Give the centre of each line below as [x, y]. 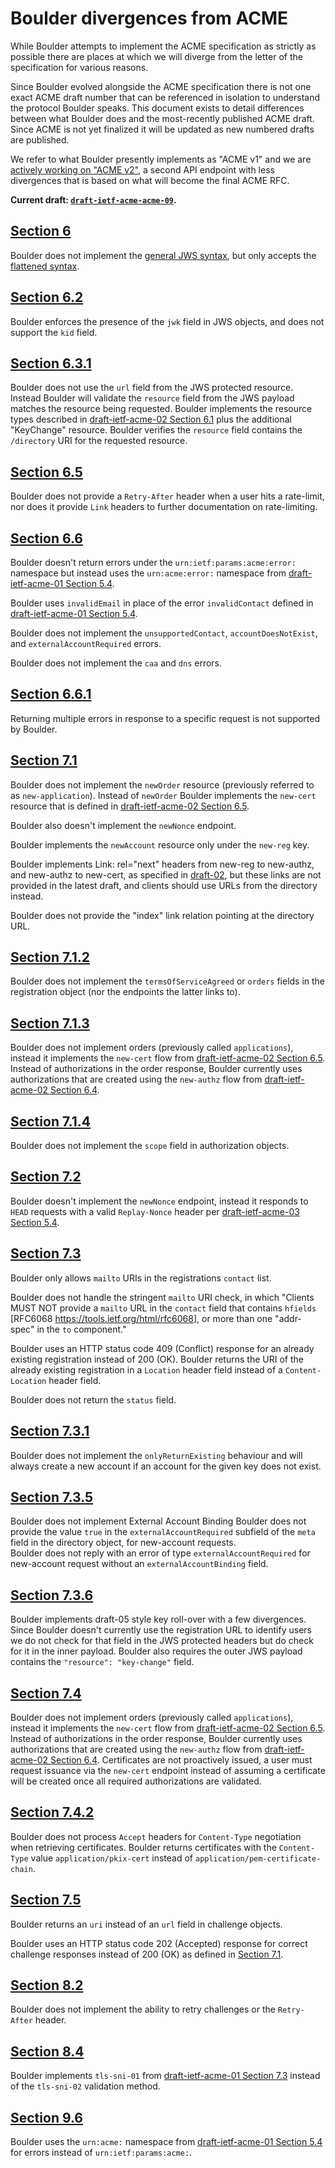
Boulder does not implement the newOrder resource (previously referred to [162, 784]
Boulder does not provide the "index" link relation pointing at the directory [162, 915]
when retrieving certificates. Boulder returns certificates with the [143, 1847]
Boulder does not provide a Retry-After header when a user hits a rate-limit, [167, 496]
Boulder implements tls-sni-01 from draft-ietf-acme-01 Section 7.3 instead [165, 2076]
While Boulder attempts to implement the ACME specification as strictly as [163, 46]
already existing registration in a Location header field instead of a [146, 1369]
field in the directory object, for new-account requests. [123, 1543]
